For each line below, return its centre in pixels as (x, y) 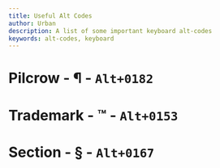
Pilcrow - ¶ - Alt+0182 (81, 78)
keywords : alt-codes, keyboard (61, 38)
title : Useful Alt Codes (50, 16)
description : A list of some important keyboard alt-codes (110, 31)
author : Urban (32, 23)
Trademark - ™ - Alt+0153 (93, 115)
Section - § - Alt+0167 (82, 152)
